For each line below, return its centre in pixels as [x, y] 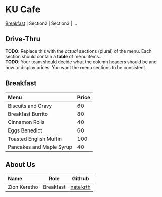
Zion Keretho [23, 187]
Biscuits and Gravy [30, 106]
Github [80, 179]
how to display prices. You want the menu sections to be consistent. [76, 67]
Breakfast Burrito [28, 114]
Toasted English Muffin [35, 139]
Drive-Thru [23, 39]
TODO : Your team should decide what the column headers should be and [81, 62]
